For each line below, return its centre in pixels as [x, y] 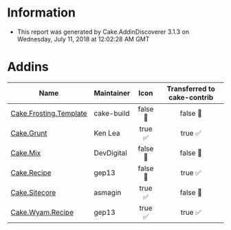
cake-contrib [191, 97]
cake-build [112, 113]
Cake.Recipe [31, 172]
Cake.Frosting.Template [49, 113]
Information [41, 13]
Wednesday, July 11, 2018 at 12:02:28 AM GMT [83, 39]
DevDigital [110, 153]
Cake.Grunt [29, 133]
